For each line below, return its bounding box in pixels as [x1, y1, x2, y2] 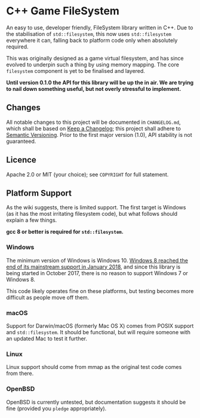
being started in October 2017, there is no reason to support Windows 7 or [6, 269, 188, 276]
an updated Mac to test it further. [6, 335, 88, 342]
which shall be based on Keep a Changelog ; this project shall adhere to [6, 124, 181, 132]
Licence [6, 155, 37, 165]
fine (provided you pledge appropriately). [6, 405, 107, 412]
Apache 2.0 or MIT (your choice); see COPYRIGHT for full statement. [6, 170, 169, 178]
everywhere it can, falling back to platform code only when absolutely [6, 36, 178, 44]
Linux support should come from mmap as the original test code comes [6, 364, 182, 371]
